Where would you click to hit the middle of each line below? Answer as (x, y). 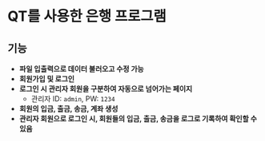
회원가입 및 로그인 (47, 79)
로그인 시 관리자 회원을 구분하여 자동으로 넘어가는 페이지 (106, 89)
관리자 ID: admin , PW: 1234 (73, 99)
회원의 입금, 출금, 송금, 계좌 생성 (68, 109)
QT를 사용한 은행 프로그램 (87, 16)
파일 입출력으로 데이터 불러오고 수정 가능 (82, 69)
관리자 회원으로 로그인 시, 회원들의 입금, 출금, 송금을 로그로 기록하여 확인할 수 (138, 119)
